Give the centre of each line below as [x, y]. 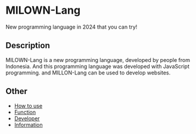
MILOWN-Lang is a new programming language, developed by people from [98, 60]
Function [25, 112]
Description [28, 46]
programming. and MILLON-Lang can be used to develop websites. [88, 73]
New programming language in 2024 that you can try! [71, 27]
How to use [28, 105]
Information [28, 124]
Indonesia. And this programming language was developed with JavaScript [98, 66]
